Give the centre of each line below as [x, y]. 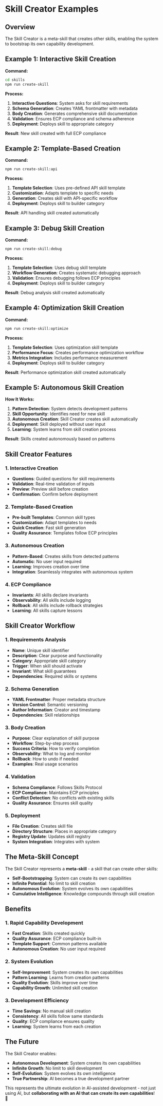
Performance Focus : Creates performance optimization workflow [78, 352]
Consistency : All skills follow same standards [58, 1016]
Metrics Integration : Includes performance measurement [70, 358]
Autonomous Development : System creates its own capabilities [76, 1063]
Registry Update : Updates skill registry [51, 836]
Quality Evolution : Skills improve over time [55, 982]
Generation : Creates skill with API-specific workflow [65, 198]
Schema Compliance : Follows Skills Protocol [57, 787]
